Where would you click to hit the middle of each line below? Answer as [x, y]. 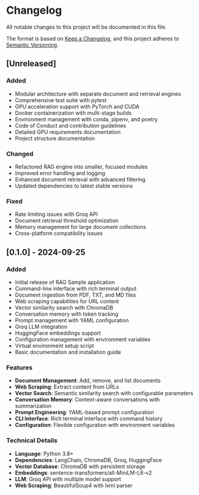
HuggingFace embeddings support [58, 333]
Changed [20, 154]
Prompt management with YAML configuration [72, 320]
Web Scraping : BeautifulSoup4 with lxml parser [74, 485]
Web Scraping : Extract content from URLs [67, 387]
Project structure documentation [55, 138]
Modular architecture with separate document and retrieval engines [98, 94]
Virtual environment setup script [54, 346]
